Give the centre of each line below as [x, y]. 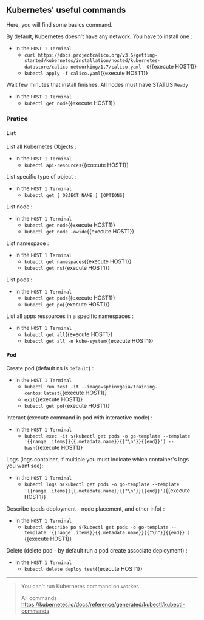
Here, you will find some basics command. [59, 24]
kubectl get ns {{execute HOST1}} [67, 267]
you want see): [25, 466]
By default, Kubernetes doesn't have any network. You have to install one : [100, 36]
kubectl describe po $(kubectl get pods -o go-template [96, 528]
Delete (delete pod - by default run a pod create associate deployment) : [97, 551]
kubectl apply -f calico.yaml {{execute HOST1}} [86, 73]
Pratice [17, 119]
